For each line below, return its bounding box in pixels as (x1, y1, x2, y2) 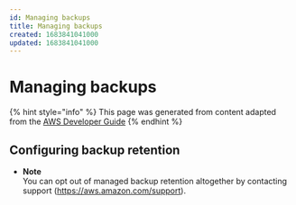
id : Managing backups (9, 13, 91, 22)
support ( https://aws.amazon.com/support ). (22, 185, 187, 196)
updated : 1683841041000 (9, 38, 99, 48)
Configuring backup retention (9, 142, 180, 157)
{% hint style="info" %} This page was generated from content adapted (9, 107, 277, 118)
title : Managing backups (9, 22, 103, 31)
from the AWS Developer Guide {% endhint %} (9, 116, 183, 127)
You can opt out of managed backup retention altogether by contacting (22, 176, 287, 186)
